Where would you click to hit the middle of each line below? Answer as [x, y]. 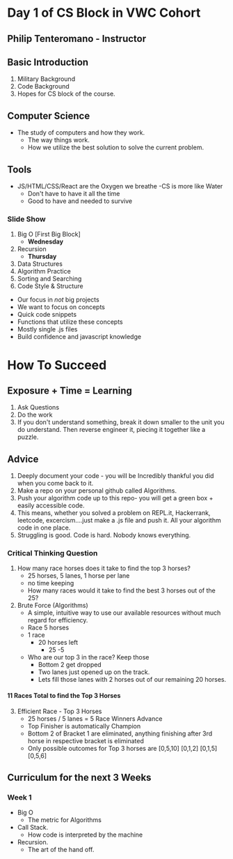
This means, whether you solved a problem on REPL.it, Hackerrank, [114, 513]
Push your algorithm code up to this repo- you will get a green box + [115, 498]
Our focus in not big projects [58, 300]
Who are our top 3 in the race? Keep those [88, 657]
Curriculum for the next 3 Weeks [79, 778]
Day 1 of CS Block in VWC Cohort [104, 13]
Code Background [43, 87]
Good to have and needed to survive [80, 201]
